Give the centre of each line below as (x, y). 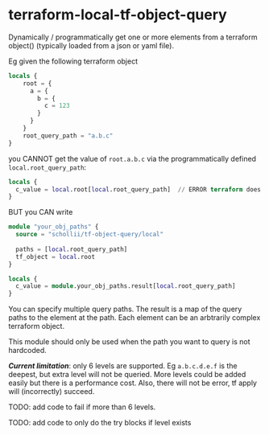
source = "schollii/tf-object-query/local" (89, 235)
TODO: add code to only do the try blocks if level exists (100, 423)
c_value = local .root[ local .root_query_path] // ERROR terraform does (139, 189)
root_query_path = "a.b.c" (68, 135)
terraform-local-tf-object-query (118, 15)
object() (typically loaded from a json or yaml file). (91, 45)
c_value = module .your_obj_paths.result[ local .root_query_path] (126, 286)
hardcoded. (27, 351)
